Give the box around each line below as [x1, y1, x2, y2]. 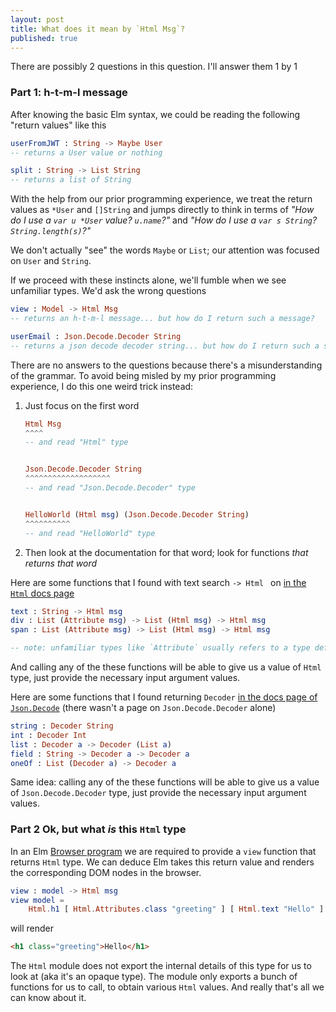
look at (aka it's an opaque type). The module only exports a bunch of [10, 971, 298, 983]
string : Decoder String [10, 721, 114, 731]
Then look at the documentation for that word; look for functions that [24, 546, 309, 558]
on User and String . [10, 255, 92, 267]
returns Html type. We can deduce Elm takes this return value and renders [10, 856, 315, 868]
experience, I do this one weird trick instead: [10, 380, 194, 392]
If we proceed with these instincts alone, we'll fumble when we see [10, 274, 287, 286]
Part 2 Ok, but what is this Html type [10, 822, 187, 836]
